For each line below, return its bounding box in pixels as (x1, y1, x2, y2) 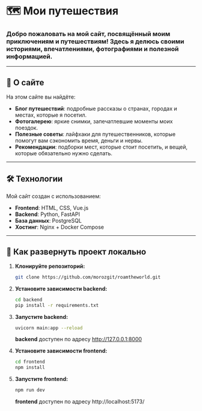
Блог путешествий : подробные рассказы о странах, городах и (14, 105, 177, 113)
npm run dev (14, 387, 45, 394)
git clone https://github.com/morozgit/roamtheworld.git (14, 274, 161, 280)
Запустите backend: (14, 313, 68, 320)
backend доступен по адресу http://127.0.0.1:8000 (14, 336, 142, 343)
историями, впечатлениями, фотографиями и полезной (6, 45, 179, 54)
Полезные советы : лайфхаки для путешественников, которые (14, 131, 176, 138)
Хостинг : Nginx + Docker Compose (14, 223, 104, 231)
